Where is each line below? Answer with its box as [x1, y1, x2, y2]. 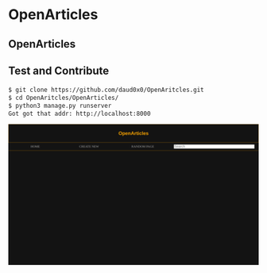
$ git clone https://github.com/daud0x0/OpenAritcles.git [8, 86, 204, 94]
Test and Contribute [8, 63, 110, 77]
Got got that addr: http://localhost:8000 [8, 110, 151, 118]
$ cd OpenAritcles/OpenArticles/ [8, 94, 119, 102]
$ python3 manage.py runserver [8, 102, 112, 110]
